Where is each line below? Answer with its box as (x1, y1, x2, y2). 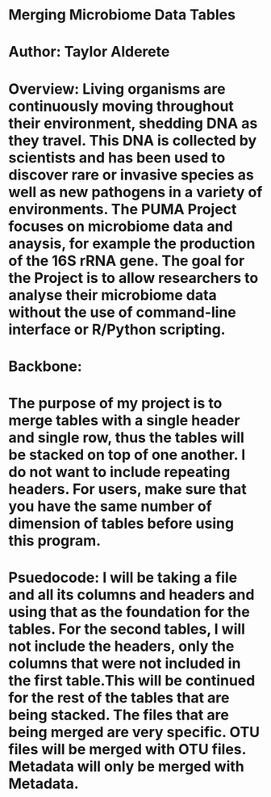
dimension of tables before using (8, 514, 235, 533)
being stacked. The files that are (8, 706, 230, 724)
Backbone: (8, 357, 82, 375)
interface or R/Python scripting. (8, 320, 226, 339)
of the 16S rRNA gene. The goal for (8, 251, 245, 270)
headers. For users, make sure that (8, 479, 248, 498)
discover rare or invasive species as (8, 166, 254, 183)
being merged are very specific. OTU (8, 723, 261, 741)
